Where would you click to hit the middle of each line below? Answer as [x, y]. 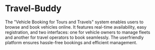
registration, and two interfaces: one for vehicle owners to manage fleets [78, 32]
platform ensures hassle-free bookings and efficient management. [71, 42]
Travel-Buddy [33, 8]
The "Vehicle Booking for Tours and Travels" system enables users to [74, 22]
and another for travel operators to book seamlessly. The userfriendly [74, 37]
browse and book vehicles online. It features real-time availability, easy [76, 27]
